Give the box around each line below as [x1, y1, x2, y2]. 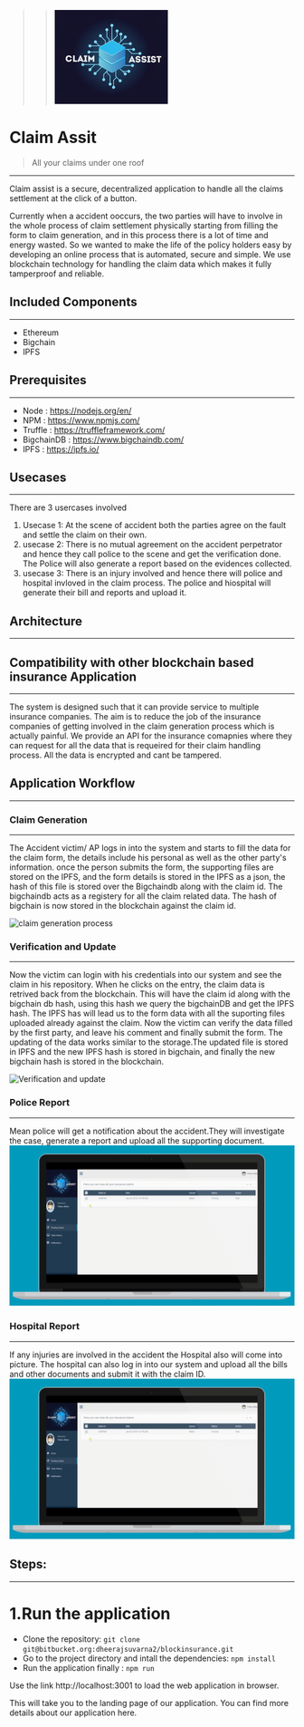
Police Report [9, 1096, 71, 1109]
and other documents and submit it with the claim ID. [9, 1368, 206, 1379]
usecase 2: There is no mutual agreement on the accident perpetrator [22, 539, 283, 550]
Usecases [9, 469, 67, 485]
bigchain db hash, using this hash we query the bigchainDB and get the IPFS [9, 999, 295, 1009]
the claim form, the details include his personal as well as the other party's [9, 853, 287, 863]
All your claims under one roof [31, 157, 145, 168]
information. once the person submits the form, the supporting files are [9, 862, 274, 873]
